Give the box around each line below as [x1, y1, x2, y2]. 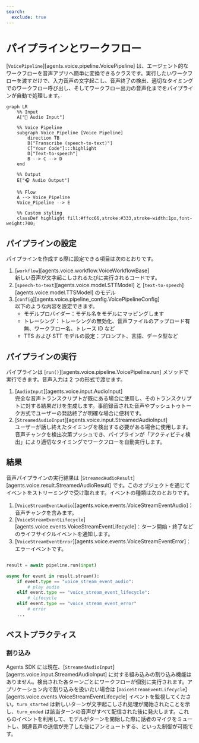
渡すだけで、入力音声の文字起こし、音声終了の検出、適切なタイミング [21, 77, 194, 84]
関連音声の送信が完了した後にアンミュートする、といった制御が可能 [21, 723, 188, 730]
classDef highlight [17, 215, 65, 222]
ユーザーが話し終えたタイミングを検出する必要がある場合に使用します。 [14, 423, 192, 431]
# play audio [27, 584, 60, 590]
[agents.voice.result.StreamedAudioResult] [6, 481, 112, 489]
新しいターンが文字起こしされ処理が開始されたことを [55, 701, 185, 708]
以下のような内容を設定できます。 [14, 303, 98, 310]
